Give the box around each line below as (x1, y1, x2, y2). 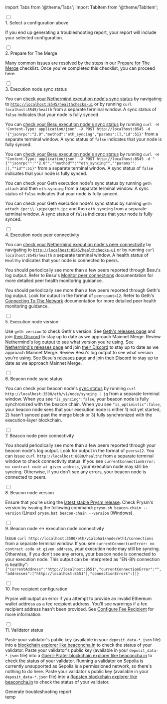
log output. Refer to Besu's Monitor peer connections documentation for (5, 273, 154, 278)
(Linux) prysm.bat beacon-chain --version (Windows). (22, 510, 134, 516)
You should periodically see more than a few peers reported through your (5, 442, 156, 448)
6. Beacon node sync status (5, 376, 63, 382)
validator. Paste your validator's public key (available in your (5, 647, 129, 653)
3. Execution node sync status (5, 86, 67, 92)
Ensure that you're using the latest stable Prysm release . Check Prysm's (5, 499, 154, 505)
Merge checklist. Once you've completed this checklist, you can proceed (5, 65, 156, 71)
